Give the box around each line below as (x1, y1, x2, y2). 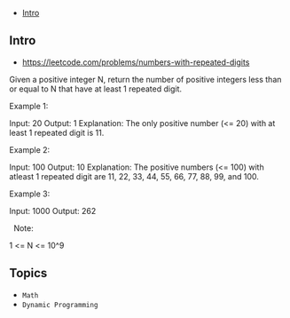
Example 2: (9, 144, 51, 155)
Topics (9, 266, 48, 281)
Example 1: (9, 100, 49, 111)
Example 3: (9, 188, 51, 199)
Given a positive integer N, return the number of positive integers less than (9, 74, 282, 84)
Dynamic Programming (21, 300, 98, 309)
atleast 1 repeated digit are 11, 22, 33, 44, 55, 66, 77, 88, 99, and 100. (9, 171, 260, 181)
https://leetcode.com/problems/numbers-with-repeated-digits (21, 57, 250, 68)
